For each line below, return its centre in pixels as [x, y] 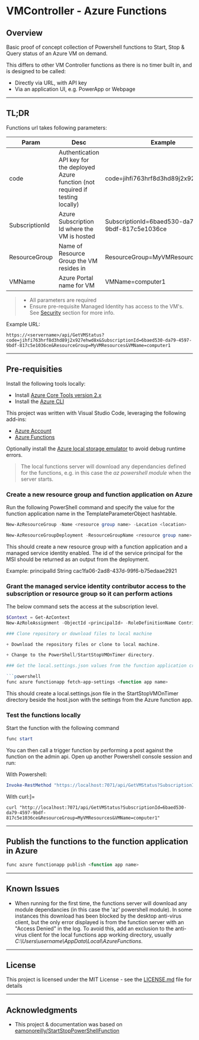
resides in [72, 268]
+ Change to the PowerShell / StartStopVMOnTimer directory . [81, 655]
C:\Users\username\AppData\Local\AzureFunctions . [79, 941]
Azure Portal [76, 278]
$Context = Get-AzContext [38, 617]
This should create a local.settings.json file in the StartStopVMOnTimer [92, 693]
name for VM [76, 285]
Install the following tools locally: [46, 383]
